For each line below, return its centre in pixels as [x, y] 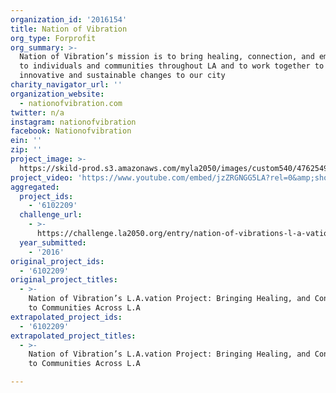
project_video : [42, 177]
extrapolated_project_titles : [73, 336]
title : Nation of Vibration [69, 29]
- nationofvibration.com [71, 103]
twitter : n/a [37, 112]
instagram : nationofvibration [73, 122]
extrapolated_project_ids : [66, 317]
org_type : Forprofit [53, 38]
